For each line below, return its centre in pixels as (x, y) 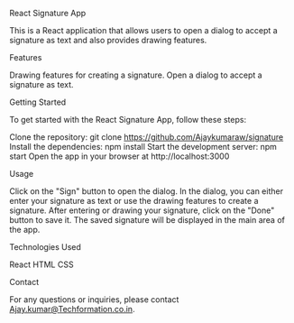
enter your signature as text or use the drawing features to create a (134, 201)
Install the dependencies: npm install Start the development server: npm (143, 147)
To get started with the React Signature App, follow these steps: (128, 120)
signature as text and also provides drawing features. (108, 40)
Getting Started (38, 102)
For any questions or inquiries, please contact (94, 300)
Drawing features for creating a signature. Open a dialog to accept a (136, 75)
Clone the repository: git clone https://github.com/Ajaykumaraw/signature (147, 137)
